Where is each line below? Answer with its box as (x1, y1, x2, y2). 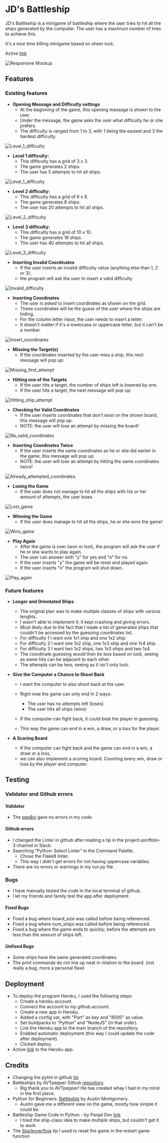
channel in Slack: (17, 842, 52, 848)
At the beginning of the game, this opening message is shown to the (20, 107, 161, 113)
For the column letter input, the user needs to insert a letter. (20, 316, 143, 322)
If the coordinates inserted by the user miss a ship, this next (20, 351, 144, 358)
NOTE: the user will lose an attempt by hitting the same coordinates (20, 458, 159, 464)
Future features (5, 587, 44, 594)
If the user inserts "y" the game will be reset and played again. (20, 559, 149, 565)
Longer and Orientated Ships (12, 598, 74, 604)
